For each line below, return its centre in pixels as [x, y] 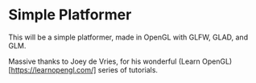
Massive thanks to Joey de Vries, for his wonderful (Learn [105, 61]
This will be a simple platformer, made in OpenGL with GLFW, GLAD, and [128, 37]
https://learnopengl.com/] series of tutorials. [85, 69]
